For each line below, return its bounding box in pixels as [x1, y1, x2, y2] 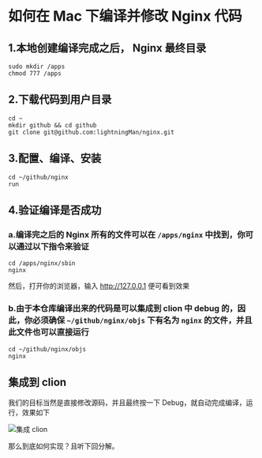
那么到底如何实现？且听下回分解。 [8, 441, 119, 451]
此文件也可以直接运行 [8, 327, 89, 338]
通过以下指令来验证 [16, 240, 89, 252]
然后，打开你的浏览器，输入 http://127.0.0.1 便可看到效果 [8, 282, 190, 291]
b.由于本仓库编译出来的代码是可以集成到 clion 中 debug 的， [8, 303, 238, 314]
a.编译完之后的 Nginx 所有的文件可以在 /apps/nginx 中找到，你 [8, 229, 246, 240]
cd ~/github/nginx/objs [8, 345, 87, 353]
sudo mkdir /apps [8, 62, 65, 70]
